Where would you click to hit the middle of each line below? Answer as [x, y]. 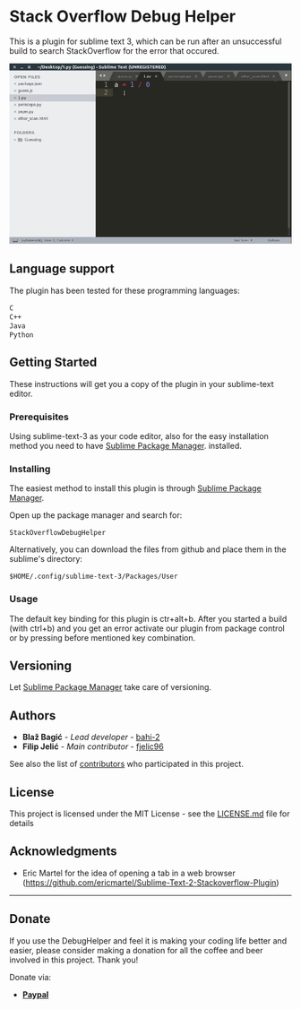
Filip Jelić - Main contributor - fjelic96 [93, 746]
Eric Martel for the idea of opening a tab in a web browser [129, 873]
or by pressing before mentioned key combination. [102, 637]
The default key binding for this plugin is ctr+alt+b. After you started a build [148, 618]
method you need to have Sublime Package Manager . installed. [125, 445]
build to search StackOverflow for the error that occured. [114, 50]
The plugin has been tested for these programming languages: [125, 290]
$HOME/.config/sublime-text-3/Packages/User [94, 577]
